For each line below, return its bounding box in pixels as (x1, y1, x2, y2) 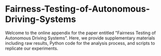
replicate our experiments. (5, 45, 58, 51)
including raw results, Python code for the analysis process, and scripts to (5, 40, 156, 46)
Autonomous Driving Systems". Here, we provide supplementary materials (5, 35, 156, 41)
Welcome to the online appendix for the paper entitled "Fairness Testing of (5, 30, 156, 36)
